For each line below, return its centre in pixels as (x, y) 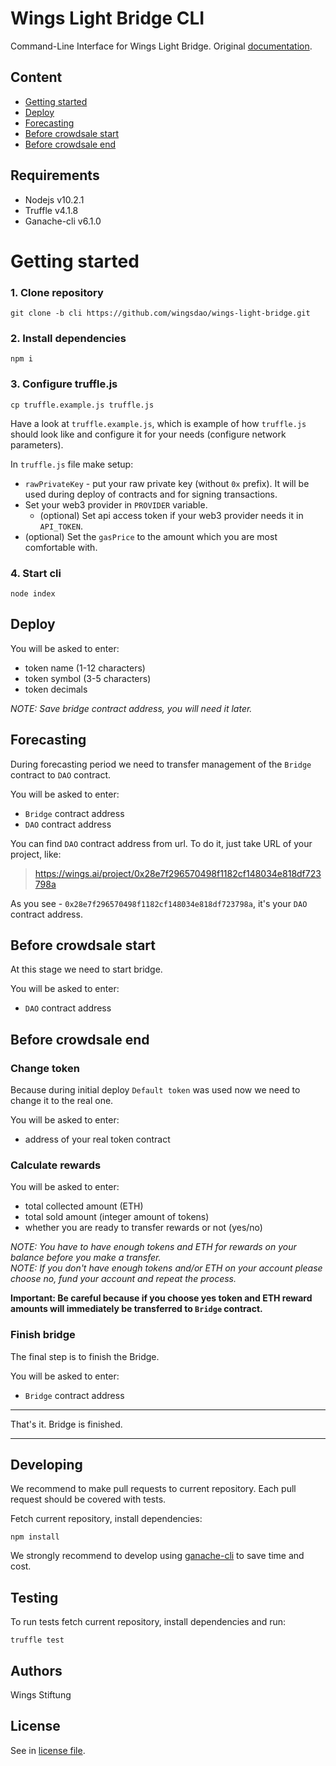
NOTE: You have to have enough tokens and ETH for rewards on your (153, 1247)
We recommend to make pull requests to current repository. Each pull (153, 1489)
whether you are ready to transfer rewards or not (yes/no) (143, 1228)
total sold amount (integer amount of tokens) (117, 1217)
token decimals (56, 689)
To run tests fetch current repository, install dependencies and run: (148, 1622)
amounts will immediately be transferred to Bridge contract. (136, 1309)
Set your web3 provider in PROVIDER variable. (116, 504)
